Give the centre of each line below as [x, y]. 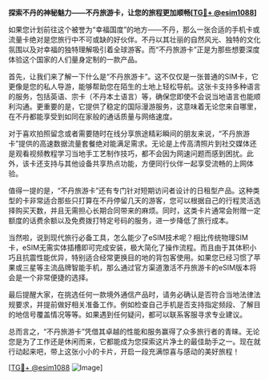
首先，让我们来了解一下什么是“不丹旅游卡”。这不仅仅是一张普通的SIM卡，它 [133, 76]
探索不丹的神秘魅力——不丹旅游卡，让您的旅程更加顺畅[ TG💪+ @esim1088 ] [133, 12]
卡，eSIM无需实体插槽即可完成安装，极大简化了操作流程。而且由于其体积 [129, 248]
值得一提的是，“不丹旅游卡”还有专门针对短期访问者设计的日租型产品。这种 [131, 190]
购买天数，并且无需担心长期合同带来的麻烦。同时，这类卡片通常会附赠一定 [138, 210]
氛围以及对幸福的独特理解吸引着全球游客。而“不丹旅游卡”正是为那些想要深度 [134, 50]
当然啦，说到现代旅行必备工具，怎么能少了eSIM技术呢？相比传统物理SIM [128, 238]
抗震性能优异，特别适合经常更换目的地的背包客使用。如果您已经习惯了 [138, 258]
